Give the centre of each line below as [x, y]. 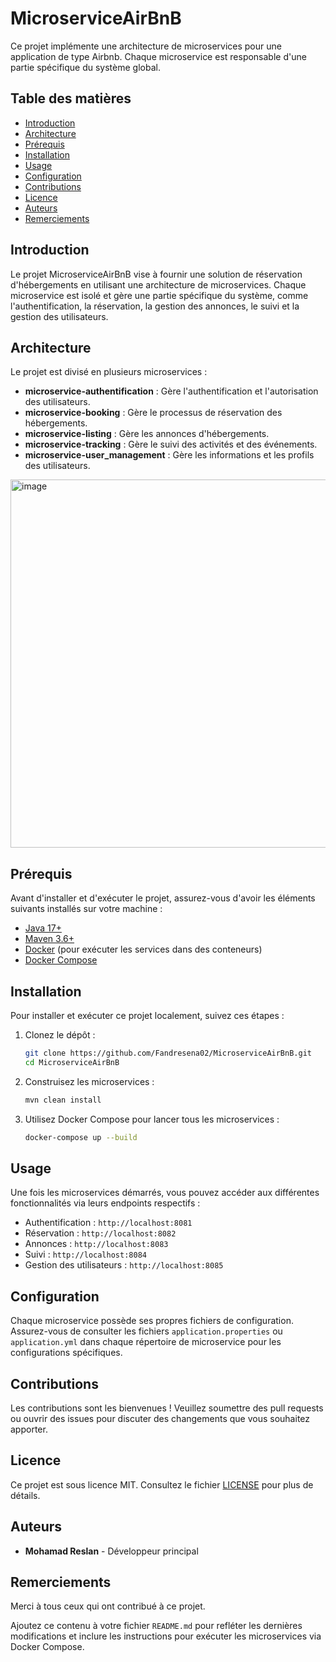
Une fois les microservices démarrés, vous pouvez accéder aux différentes [165, 1193]
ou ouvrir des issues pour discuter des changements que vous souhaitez [160, 1418]
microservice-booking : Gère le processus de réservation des [153, 413]
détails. [25, 1495]
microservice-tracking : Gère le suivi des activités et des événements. [171, 444]
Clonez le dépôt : [60, 1035]
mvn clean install [63, 1100]
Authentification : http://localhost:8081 [108, 1223]
